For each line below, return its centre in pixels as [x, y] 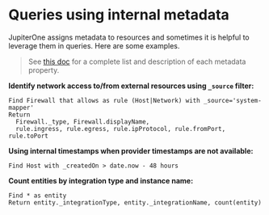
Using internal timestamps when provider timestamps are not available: [131, 150]
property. [44, 70]
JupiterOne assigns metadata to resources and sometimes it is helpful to [129, 37]
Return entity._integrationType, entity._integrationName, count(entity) [135, 202]
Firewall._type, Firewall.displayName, [83, 122]
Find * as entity [38, 196]
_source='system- [233, 100]
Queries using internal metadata [119, 15]
